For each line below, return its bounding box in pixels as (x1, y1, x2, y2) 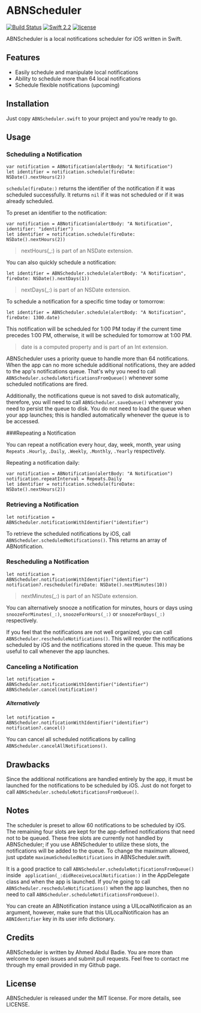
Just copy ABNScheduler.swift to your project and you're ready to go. (6, 115, 178, 122)
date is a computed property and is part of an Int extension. (20, 343, 168, 350)
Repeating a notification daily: (6, 459, 80, 467)
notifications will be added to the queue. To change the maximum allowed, (6, 847, 190, 854)
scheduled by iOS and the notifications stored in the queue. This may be (6, 641, 185, 648)
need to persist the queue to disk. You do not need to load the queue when (6, 405, 191, 412)
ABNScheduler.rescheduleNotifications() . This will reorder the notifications (6, 635, 193, 642)
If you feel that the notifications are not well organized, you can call (6, 628, 173, 635)
